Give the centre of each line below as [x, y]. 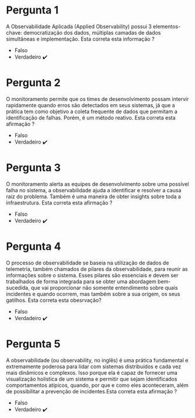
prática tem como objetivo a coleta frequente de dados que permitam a [92, 111]
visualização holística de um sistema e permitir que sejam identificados [92, 379]
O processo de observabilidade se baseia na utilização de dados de [88, 263]
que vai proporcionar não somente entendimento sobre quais [105, 287]
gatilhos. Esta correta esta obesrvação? [54, 300]
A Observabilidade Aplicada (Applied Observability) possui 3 [79, 26]
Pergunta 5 [33, 344]
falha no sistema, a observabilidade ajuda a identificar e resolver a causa [94, 190]
